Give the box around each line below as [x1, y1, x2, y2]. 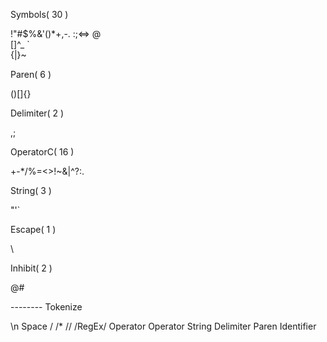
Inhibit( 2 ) [10, 262, 53, 274]
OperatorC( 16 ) [10, 146, 75, 158]
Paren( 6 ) [10, 69, 52, 80]
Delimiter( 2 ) [10, 107, 65, 119]
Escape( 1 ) [10, 224, 57, 235]
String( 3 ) [10, 185, 52, 196]
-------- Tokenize [10, 301, 83, 313]
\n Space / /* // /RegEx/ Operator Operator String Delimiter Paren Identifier [10, 320, 317, 332]
